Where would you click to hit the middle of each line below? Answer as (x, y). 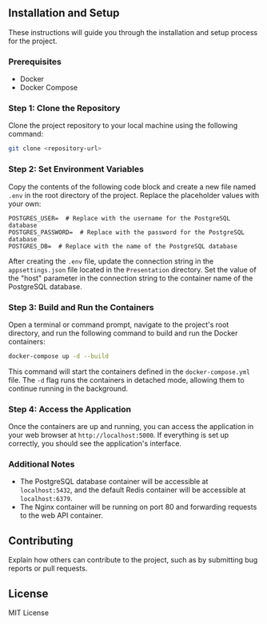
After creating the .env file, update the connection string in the (111, 261)
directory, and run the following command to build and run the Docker (123, 333)
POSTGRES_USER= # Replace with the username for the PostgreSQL (119, 218)
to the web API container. (62, 515)
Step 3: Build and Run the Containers (81, 307)
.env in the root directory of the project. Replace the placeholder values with (134, 195)
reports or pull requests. (48, 568)
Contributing (41, 541)
